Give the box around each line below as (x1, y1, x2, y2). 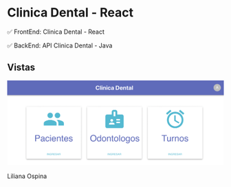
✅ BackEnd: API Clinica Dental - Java (7, 41, 113, 49)
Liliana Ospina (7, 172, 47, 180)
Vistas (7, 62, 36, 74)
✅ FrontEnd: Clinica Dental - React (7, 27, 105, 36)
